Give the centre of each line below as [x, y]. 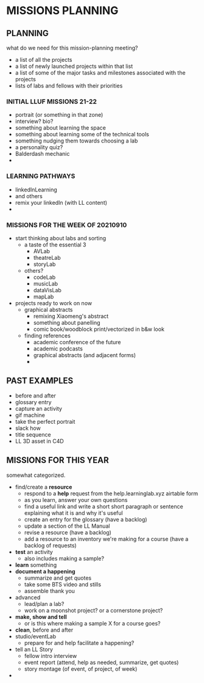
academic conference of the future [77, 342]
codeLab [44, 277]
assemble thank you [49, 591]
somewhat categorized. [36, 475]
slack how [28, 428]
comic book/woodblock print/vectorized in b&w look [99, 329]
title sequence [33, 434]
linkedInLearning [36, 190]
